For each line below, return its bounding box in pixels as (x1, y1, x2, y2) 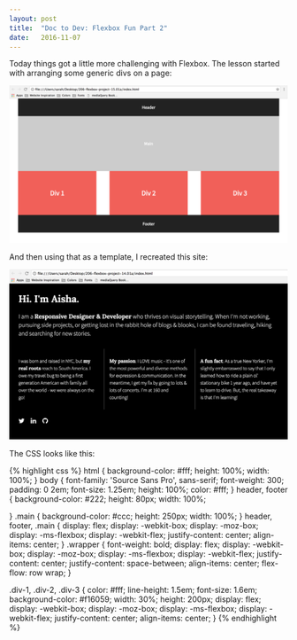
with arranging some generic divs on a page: (9, 67, 172, 79)
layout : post (9, 14, 57, 23)
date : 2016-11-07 (9, 33, 81, 42)
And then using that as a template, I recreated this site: (9, 251, 209, 261)
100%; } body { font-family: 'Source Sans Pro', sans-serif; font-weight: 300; (9, 475, 285, 486)
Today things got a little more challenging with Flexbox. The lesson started (9, 59, 280, 69)
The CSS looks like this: (9, 449, 95, 459)
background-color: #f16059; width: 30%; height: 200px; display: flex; (9, 594, 262, 605)
